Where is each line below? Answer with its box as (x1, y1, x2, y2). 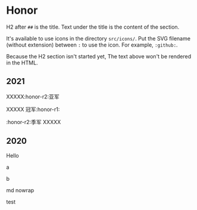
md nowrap (6, 186, 35, 194)
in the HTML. (6, 59, 38, 66)
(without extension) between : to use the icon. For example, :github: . (6, 41, 178, 48)
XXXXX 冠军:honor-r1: (6, 106, 60, 113)
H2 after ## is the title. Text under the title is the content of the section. (6, 23, 180, 30)
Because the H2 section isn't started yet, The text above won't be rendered (6, 52, 192, 60)
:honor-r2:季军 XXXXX (6, 118, 61, 125)
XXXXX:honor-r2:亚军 (6, 93, 60, 100)
